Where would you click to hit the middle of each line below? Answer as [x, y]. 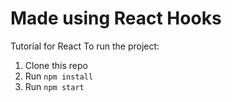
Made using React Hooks [116, 18]
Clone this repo [56, 65]
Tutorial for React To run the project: [85, 46]
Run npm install [59, 76]
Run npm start [54, 86]
